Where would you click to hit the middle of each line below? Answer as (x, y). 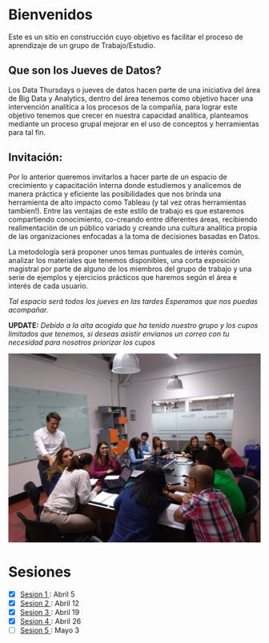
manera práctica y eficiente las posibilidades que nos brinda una (115, 194)
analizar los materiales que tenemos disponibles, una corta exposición (124, 260)
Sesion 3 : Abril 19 (50, 612)
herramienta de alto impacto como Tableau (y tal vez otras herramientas (127, 202)
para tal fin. (27, 132)
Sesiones (40, 571)
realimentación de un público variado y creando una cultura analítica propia (133, 228)
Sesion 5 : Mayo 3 (50, 630)
